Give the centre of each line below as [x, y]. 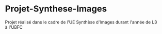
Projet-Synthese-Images [56, 9]
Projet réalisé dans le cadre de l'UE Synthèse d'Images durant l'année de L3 [81, 22]
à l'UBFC [14, 27]
